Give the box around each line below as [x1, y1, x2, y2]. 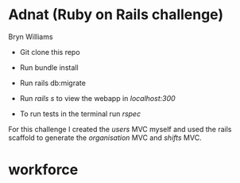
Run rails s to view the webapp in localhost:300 [19, 93, 176, 103]
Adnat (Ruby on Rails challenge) [8, 6, 224, 24]
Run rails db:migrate [19, 78, 86, 88]
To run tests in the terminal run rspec [19, 109, 141, 119]
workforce [8, 161, 79, 179]
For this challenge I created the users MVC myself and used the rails [8, 124, 232, 134]
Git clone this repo [19, 47, 81, 56]
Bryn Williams [8, 32, 53, 41]
